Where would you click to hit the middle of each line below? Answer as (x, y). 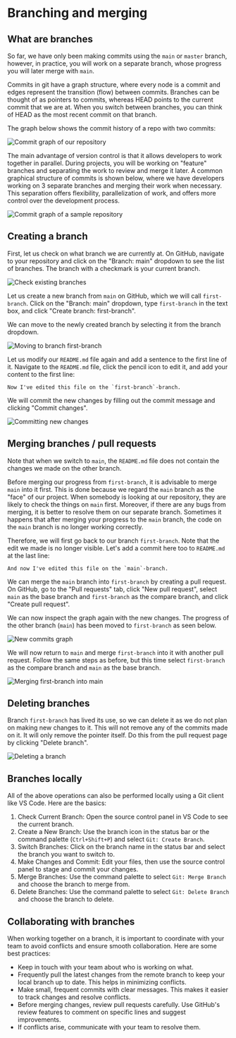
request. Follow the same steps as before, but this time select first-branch (116, 660)
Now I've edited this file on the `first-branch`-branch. (94, 387)
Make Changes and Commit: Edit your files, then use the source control (121, 862)
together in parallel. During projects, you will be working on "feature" (107, 163)
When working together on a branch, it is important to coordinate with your (116, 939)
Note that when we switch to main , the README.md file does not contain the (113, 461)
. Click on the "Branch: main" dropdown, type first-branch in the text (127, 303)
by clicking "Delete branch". (48, 743)
